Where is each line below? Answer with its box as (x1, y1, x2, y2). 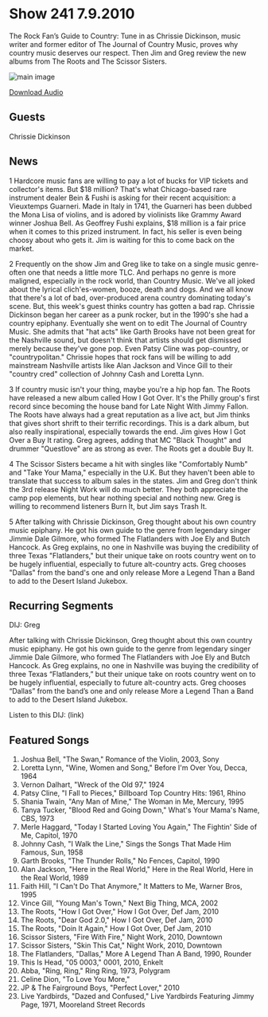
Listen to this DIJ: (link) (9, 710, 84, 720)
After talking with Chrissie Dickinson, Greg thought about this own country (9, 636, 253, 645)
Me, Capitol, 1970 (20, 831, 78, 840)
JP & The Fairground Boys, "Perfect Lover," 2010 (20, 983, 180, 992)
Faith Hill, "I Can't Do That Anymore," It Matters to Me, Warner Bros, (20, 882, 243, 891)
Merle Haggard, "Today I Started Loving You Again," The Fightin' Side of (20, 822, 258, 832)
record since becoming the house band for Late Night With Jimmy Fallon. (9, 401, 249, 411)
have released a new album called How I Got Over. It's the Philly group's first (9, 393, 260, 402)
